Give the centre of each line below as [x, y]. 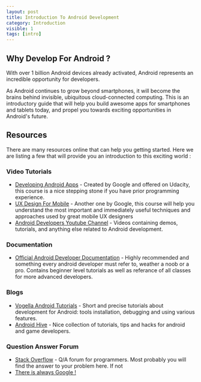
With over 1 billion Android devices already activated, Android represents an [100, 73]
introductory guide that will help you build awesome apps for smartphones [98, 103]
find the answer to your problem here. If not [69, 366]
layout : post [22, 12]
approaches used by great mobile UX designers [74, 216]
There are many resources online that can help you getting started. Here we [100, 149]
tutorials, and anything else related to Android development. [89, 229]
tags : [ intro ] [24, 34]
